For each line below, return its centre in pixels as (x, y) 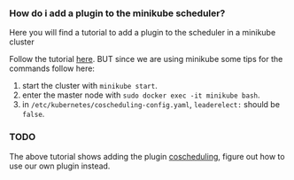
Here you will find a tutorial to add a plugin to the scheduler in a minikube (143, 33)
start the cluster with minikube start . (89, 86)
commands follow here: (52, 68)
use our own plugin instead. (60, 166)
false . (33, 114)
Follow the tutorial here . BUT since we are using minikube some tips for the (146, 59)
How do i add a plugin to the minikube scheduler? (117, 13)
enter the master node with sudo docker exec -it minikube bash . (141, 95)
